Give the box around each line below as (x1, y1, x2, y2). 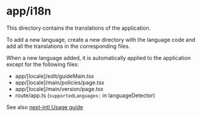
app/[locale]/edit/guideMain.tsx (15, 72, 94, 79)
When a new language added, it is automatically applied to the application (6, 54, 191, 61)
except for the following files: (6, 61, 80, 68)
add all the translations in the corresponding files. (6, 42, 131, 50)
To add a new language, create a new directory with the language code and (6, 36, 196, 43)
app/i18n (6, 4, 52, 18)
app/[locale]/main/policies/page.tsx (15, 79, 104, 86)
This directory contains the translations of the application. (6, 24, 151, 32)
